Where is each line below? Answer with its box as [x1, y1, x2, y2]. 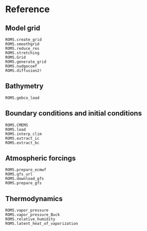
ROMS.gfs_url [5, 172, 33, 177]
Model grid [5, 24, 41, 32]
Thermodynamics [5, 194, 63, 203]
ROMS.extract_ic [5, 136, 40, 141]
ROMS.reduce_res [5, 46, 40, 51]
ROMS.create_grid [5, 37, 42, 42]
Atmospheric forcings [5, 154, 76, 163]
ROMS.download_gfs [5, 176, 44, 181]
